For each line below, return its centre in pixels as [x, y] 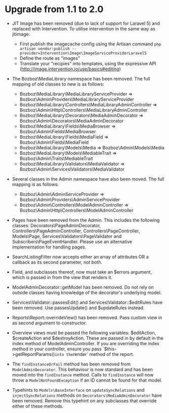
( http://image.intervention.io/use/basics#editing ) [70, 69]
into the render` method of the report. [95, 354]
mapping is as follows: [35, 184]
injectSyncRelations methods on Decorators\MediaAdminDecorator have [87, 395]
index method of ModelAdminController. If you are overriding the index [86, 343]
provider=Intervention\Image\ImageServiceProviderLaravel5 [83, 53]
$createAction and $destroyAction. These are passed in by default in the [88, 338]
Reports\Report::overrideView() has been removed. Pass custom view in [87, 317]
